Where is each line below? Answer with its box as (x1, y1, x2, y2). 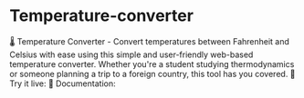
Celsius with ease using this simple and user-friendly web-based (9, 49, 254, 60)
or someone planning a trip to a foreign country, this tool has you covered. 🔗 (9, 68, 296, 79)
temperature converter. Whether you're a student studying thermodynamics (9, 58, 295, 69)
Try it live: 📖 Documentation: (9, 78, 116, 89)
